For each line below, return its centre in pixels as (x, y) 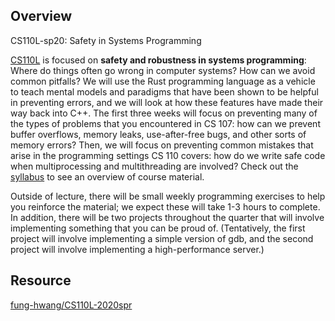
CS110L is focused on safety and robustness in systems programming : (158, 60)
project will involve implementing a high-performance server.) (137, 249)
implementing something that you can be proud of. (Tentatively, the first (158, 228)
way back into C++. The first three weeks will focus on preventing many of (164, 113)
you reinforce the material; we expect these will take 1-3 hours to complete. (165, 206)
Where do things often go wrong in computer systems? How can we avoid (163, 70)
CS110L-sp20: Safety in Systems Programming (106, 40)
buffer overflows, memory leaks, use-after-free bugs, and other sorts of (158, 134)
